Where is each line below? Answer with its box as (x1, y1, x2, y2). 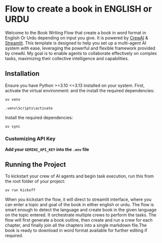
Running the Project (5, 161, 66, 169)
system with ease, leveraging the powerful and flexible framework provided (5, 45, 156, 51)
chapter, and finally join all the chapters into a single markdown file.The (5, 222, 147, 228)
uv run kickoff (5, 188, 36, 193)
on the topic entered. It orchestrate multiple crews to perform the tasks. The (5, 212, 157, 218)
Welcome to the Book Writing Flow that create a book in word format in (5, 30, 147, 35)
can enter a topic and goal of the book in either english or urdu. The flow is (5, 202, 154, 208)
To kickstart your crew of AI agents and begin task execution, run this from (5, 173, 154, 179)
